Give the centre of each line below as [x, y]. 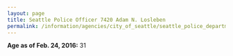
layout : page [26, 13]
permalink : [23, 26]
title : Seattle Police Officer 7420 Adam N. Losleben [87, 20]
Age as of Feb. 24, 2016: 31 [47, 46]
